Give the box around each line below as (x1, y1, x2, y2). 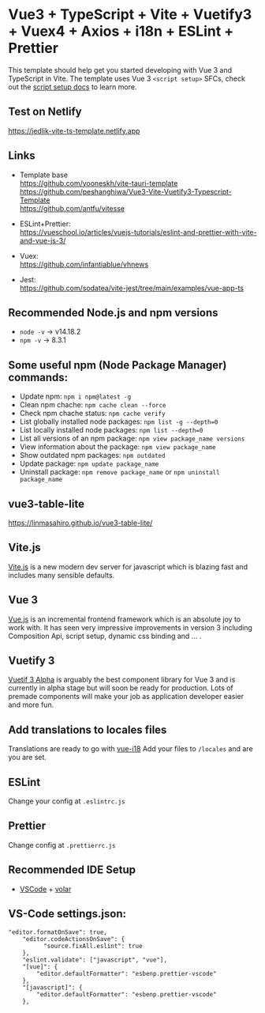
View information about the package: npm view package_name (19, 442, 216, 452)
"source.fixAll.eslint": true (43, 942, 144, 950)
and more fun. (8, 700, 54, 709)
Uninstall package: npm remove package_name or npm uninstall (19, 467, 220, 477)
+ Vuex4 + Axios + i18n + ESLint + (8, 22, 234, 40)
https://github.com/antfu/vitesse (19, 203, 125, 213)
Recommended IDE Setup (8, 864, 136, 877)
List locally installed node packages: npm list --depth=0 (19, 425, 203, 435)
